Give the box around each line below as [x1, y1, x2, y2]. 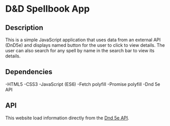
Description [5, 23, 43, 32]
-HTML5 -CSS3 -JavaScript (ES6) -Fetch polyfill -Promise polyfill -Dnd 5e [5, 81, 160, 87]
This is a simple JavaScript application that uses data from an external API [5, 37, 161, 43]
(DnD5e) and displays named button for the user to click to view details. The [5, 42, 165, 48]
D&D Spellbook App [5, 3, 90, 15]
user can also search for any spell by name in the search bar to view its [5, 48, 155, 53]
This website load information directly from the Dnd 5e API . [5, 115, 130, 121]
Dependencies [5, 68, 52, 76]
